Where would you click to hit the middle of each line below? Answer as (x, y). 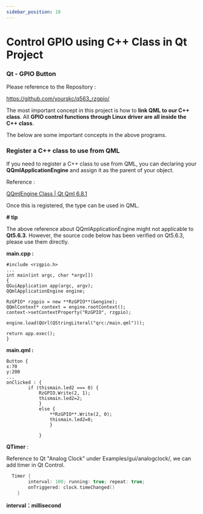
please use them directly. (38, 242)
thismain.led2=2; (61, 399)
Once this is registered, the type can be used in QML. (73, 205)
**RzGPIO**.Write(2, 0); (81, 415)
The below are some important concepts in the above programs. (87, 135)
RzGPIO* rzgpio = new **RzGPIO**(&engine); (62, 302)
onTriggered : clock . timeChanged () (72, 488)
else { (47, 409)
